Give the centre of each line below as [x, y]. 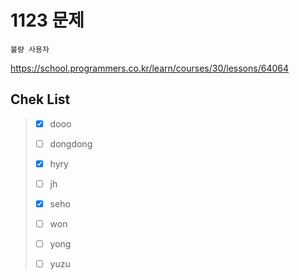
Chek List [40, 99]
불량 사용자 [30, 49]
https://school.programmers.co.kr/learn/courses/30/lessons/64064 [149, 68]
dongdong [71, 143]
